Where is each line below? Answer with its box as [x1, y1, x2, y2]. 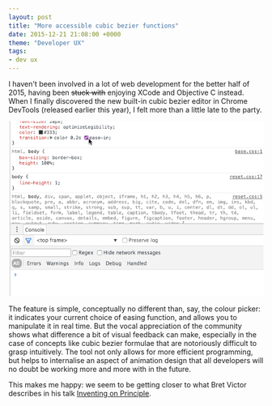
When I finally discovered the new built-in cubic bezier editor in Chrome [8, 96, 249, 105]
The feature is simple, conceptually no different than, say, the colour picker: [8, 304, 261, 314]
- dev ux [8, 56, 38, 64]
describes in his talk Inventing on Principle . [8, 389, 151, 399]
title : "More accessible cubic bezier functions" [8, 21, 180, 30]
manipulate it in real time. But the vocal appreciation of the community [8, 321, 243, 331]
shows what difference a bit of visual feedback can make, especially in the [8, 330, 257, 340]
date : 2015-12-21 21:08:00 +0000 [8, 30, 121, 38]
